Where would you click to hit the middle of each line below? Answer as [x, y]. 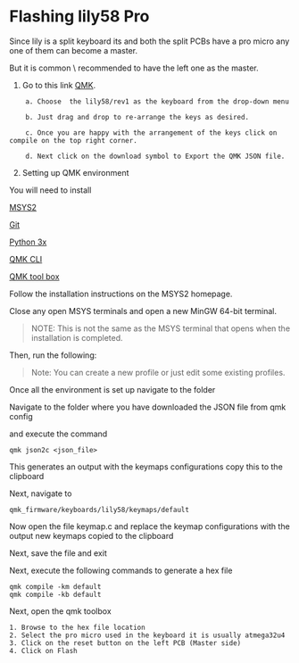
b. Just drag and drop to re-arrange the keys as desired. [137, 117]
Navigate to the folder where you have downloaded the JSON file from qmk [148, 407]
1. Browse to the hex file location [77, 627]
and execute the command [58, 434]
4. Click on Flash [43, 651]
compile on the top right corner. [74, 140]
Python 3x [28, 242]
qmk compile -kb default [55, 594]
